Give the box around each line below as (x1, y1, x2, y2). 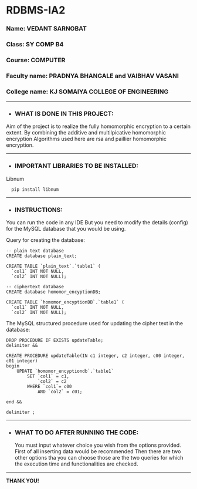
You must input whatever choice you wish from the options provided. (14, 441, 182, 449)
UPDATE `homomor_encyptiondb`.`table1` (16, 368, 114, 375)
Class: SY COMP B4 (6, 41, 64, 49)
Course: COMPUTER (6, 56, 66, 64)
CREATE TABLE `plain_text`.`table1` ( (6, 264, 101, 269)
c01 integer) (6, 358, 38, 364)
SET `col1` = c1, (27, 373, 69, 379)
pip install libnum (11, 186, 59, 193)
